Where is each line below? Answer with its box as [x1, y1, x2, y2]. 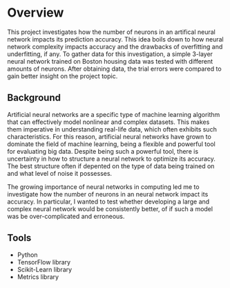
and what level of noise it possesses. [7, 169, 113, 177]
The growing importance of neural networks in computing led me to [7, 182, 200, 191]
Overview [7, 5, 64, 21]
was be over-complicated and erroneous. [7, 212, 125, 220]
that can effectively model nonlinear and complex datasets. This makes [7, 118, 210, 126]
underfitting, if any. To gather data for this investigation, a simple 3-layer [7, 50, 213, 58]
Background [7, 92, 61, 104]
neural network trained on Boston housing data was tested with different [7, 57, 213, 65]
